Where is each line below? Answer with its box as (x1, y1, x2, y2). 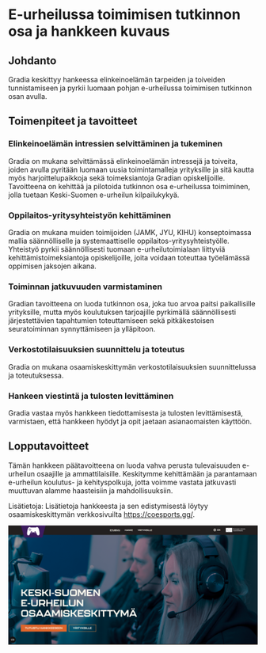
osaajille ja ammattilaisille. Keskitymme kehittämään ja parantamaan (36, 469, 257, 478)
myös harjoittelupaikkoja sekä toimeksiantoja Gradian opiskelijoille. (8, 173, 226, 183)
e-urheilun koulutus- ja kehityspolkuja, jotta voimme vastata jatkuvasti (8, 477, 237, 487)
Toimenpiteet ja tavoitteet (8, 115, 138, 128)
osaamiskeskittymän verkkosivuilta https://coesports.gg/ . (8, 509, 196, 519)
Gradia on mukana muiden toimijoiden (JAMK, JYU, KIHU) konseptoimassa (8, 227, 252, 237)
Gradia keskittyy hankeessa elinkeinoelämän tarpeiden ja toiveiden (8, 75, 226, 84)
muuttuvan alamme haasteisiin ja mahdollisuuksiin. (8, 485, 173, 495)
